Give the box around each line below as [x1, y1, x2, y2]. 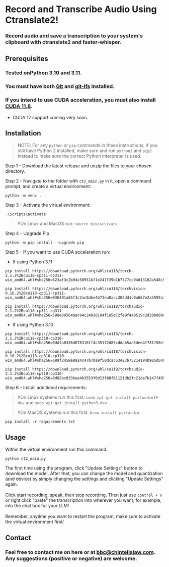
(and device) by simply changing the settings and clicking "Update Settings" [5, 476, 163, 482]
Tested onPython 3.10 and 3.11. [5, 69, 82, 76]
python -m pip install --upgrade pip [5, 240, 84, 246]
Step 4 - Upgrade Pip [5, 230, 49, 237]
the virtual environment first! [5, 519, 64, 525]
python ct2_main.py [5, 456, 46, 461]
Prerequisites [5, 54, 48, 63]
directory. [5, 168, 25, 174]
